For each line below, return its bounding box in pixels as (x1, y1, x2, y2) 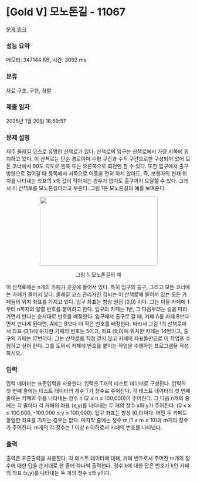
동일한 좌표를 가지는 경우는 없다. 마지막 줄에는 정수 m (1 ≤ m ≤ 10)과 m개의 (6, 417, 178, 424)
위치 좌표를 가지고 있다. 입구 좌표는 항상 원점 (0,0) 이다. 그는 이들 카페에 (21, 298, 186, 306)
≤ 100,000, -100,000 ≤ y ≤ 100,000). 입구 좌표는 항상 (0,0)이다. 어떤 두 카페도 (6, 409, 188, 416)
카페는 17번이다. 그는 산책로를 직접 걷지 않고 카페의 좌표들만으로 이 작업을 (16, 335, 185, 342)
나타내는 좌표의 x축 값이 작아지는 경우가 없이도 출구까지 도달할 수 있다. (16, 177, 178, 185)
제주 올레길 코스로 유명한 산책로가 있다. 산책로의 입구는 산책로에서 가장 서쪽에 (6, 148, 183, 155)
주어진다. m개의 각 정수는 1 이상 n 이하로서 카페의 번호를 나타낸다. (12, 424, 162, 431)
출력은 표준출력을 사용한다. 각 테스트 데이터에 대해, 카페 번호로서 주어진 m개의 (6, 454, 184, 461)
